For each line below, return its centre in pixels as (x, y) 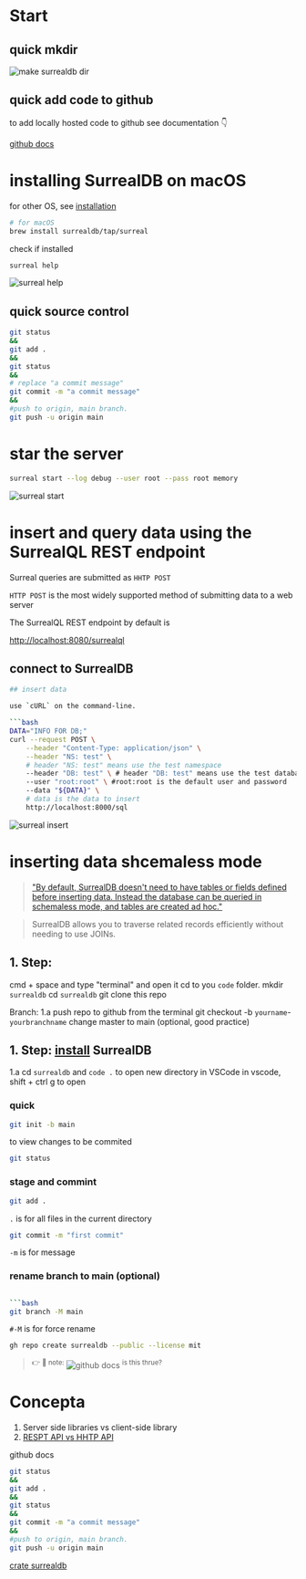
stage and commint (53, 1182)
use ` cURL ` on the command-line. (73, 706)
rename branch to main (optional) (85, 1276)
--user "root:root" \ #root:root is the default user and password (156, 782)
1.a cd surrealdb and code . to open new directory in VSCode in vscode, (145, 1072)
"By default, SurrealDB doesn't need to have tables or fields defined (159, 887)
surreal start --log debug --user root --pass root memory (124, 478)
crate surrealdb (38, 1565)
